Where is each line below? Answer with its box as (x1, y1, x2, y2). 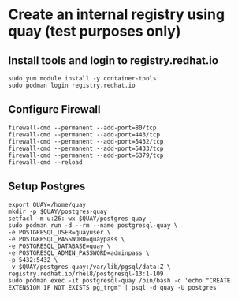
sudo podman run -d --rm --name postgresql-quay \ (8, 221, 178, 230)
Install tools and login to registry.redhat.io (8, 54, 219, 67)
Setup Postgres (8, 180, 86, 193)
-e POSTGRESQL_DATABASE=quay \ (8, 242, 111, 250)
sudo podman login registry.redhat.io (8, 81, 136, 89)
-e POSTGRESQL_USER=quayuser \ (8, 228, 111, 236)
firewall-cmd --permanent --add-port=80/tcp (8, 124, 157, 132)
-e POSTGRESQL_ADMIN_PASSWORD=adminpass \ (8, 249, 150, 257)
